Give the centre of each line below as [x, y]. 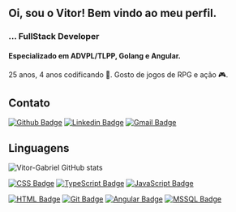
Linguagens [39, 148]
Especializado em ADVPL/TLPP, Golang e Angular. [94, 55]
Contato [29, 103]
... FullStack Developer [54, 37]
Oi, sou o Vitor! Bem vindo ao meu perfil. [113, 13]
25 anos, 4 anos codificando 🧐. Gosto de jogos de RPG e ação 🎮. [118, 74]
